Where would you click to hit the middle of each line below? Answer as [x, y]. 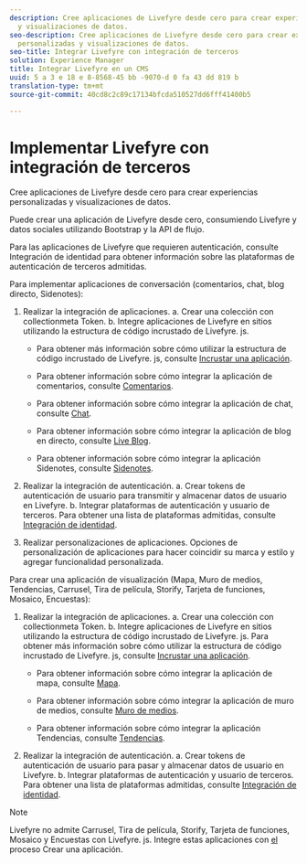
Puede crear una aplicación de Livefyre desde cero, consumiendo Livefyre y [153, 219]
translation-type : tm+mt [57, 86]
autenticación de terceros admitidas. [79, 267]
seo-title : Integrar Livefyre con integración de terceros [124, 52]
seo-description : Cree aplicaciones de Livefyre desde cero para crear [148, 35]
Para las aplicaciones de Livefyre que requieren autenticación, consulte [144, 247]
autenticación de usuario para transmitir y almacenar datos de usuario [155, 496]
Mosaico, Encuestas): [50, 599]
